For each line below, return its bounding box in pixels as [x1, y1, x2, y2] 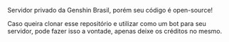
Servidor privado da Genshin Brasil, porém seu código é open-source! [7, 6, 213, 14]
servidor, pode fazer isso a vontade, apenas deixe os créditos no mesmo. [7, 27, 223, 35]
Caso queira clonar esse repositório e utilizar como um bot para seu [7, 20, 206, 27]
